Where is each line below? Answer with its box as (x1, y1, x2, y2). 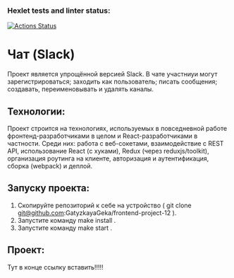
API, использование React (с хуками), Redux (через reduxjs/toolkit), (7, 147, 209, 156)
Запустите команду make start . (17, 224, 113, 232)
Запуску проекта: (7, 183, 90, 195)
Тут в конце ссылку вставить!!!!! (7, 262, 104, 271)
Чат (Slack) (7, 47, 75, 62)
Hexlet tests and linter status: (7, 6, 111, 16)
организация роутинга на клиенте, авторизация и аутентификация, (7, 154, 209, 163)
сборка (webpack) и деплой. (7, 162, 93, 170)
